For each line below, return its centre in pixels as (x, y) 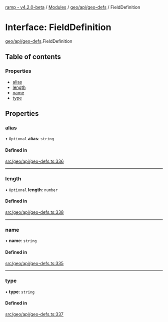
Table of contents (33, 57)
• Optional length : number (31, 190)
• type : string (20, 292)
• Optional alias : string (29, 139)
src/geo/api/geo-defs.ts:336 (34, 161)
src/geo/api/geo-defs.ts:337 (34, 315)
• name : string (21, 241)
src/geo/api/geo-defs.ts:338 (34, 212)
